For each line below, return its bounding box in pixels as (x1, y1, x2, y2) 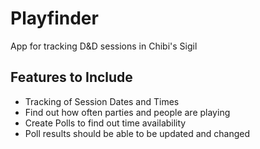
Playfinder (10, 7, 99, 30)
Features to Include (10, 69, 133, 86)
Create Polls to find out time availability (24, 117, 187, 129)
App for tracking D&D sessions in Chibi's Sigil (10, 40, 198, 52)
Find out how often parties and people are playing (24, 106, 231, 118)
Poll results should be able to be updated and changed (24, 127, 251, 139)
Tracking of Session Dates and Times (24, 95, 180, 107)
